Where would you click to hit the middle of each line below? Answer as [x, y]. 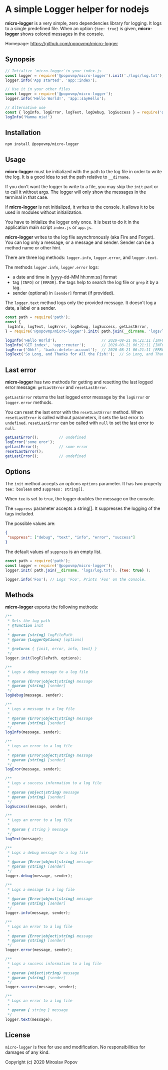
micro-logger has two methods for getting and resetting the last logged [79, 382]
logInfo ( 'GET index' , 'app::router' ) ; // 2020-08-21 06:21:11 [78, 345]
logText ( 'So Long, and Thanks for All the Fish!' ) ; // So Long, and [79, 354]
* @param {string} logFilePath [40, 635]
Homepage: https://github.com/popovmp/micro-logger [62, 43]
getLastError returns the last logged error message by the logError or [77, 397]
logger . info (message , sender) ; [38, 913]
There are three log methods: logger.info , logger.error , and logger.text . [81, 257]
